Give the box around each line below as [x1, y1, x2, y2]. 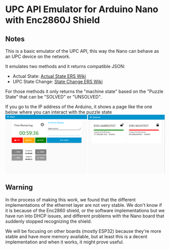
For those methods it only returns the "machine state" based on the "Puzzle [5, 88, 163, 95]
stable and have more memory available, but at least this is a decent [5, 233, 148, 239]
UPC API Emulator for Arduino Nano [5, 4, 159, 15]
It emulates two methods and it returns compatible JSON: [5, 64, 125, 69]
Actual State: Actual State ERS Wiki [12, 73, 86, 79]
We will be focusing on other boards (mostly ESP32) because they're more [5, 228, 161, 234]
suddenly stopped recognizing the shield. [5, 218, 92, 224]
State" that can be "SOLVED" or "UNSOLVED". [5, 94, 102, 100]
